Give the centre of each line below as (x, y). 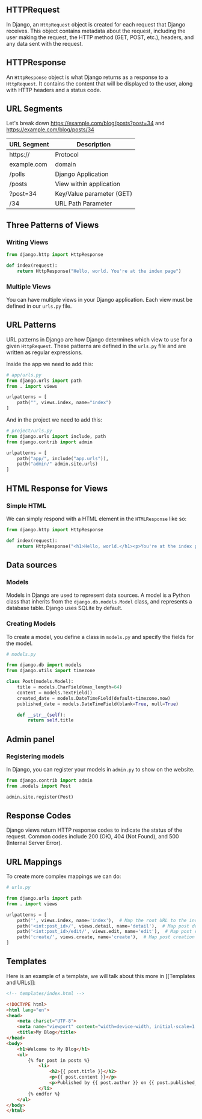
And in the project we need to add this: (54, 420)
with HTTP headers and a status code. (54, 90)
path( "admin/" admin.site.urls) (57, 464)
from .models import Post (38, 786)
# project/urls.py (29, 431)
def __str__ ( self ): (41, 715)
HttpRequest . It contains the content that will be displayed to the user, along (99, 83)
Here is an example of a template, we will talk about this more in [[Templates (101, 976)
